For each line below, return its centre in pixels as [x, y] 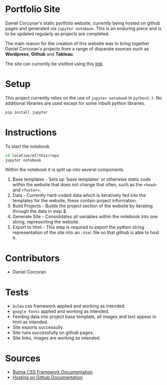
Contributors [32, 258]
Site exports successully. [38, 327]
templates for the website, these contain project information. [75, 201]
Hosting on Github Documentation [47, 377]
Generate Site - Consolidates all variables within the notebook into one [85, 217]
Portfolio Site [33, 9]
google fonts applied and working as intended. [61, 311]
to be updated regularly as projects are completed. [57, 34]
